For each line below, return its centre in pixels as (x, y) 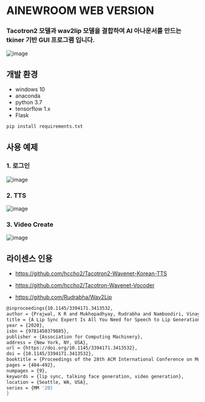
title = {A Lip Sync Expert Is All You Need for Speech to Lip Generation (103, 320)
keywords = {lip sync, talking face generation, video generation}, (95, 376)
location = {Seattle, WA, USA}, (47, 382)
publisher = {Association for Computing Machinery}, (75, 337)
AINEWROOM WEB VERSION (80, 11)
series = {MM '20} (30, 388)
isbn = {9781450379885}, (38, 331)
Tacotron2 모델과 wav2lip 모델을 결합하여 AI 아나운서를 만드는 (94, 31)
